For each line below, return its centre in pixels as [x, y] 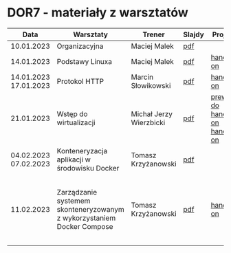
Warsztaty [91, 34]
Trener [154, 34]
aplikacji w [74, 159]
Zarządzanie [77, 192]
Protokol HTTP [80, 81]
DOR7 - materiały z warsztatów [98, 13]
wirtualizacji [76, 122]
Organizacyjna [80, 46]
